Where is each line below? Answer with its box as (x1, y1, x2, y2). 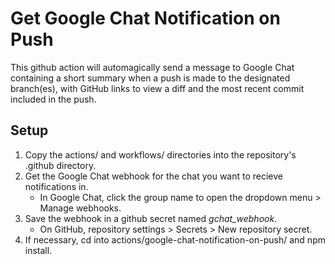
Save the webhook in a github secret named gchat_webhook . (24, 212, 278, 224)
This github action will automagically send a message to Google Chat (10, 61, 295, 73)
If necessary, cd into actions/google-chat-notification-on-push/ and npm (24, 233, 326, 246)
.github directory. (24, 159, 97, 171)
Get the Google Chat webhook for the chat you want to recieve (24, 170, 284, 182)
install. (24, 244, 53, 256)
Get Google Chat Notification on (10, 7, 281, 30)
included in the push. (10, 93, 97, 105)
